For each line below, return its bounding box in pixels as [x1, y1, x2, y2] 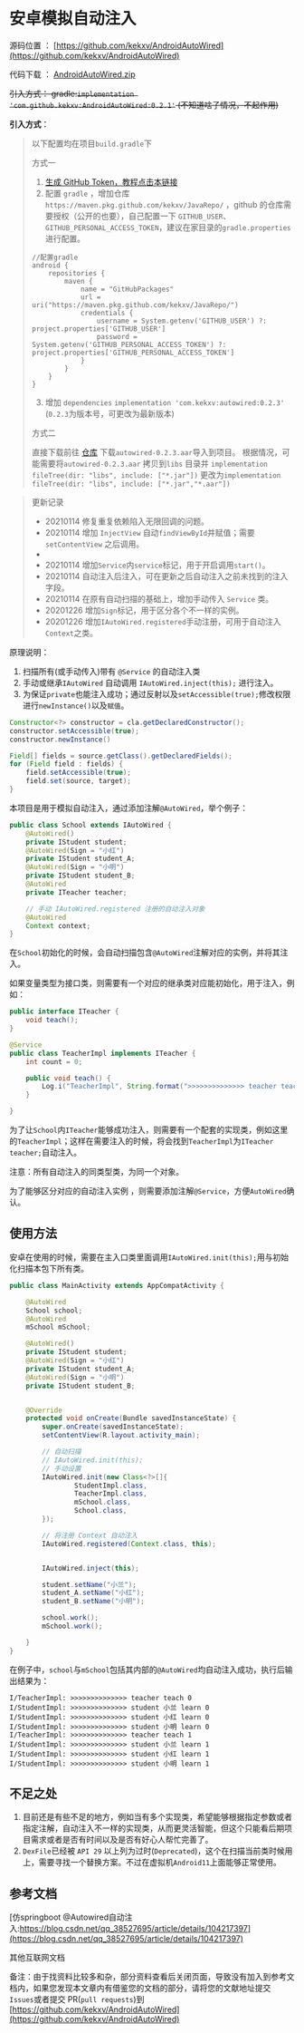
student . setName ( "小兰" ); [42, 1580, 138, 1589]
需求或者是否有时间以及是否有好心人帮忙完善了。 [30, 1835, 214, 1845]
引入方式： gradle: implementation [9, 88, 135, 99]
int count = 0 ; [25, 1057, 83, 1066]
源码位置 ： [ [9, 40, 57, 51]
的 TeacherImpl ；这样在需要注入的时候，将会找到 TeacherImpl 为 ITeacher [9, 1136, 274, 1147]
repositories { [48, 268, 106, 277]
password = [96, 332, 138, 341]
